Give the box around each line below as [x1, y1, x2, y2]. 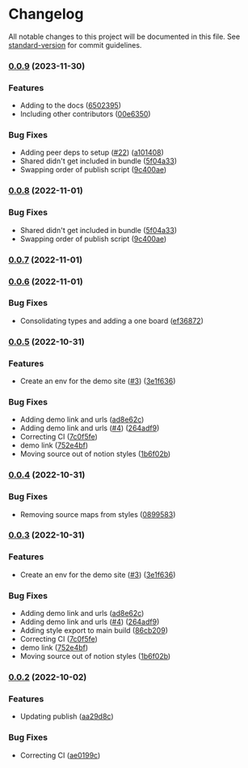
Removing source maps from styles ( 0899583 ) [19, 509, 176, 519]
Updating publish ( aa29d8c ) [19, 711, 115, 721]
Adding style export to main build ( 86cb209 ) [19, 626, 168, 635]
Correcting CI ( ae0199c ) [19, 750, 101, 760]
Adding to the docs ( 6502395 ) [19, 100, 122, 110]
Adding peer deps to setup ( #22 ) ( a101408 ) [19, 147, 164, 158]
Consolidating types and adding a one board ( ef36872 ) [19, 316, 204, 325]
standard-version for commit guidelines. [8, 40, 142, 49]
